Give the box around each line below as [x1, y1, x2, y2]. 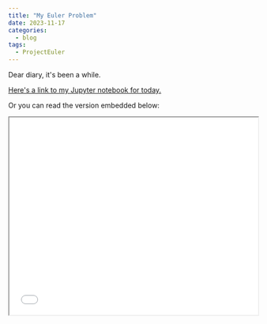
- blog [15, 33, 37, 42]
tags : [8, 41, 26, 49]
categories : [8, 26, 47, 34]
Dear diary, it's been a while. [8, 70, 101, 79]
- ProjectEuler [15, 48, 66, 56]
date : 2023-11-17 [8, 19, 66, 27]
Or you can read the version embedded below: [8, 100, 160, 110]
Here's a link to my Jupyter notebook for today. [8, 85, 162, 95]
